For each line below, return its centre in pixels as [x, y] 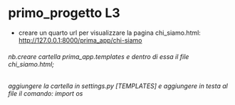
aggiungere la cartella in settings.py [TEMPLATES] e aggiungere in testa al [118, 86]
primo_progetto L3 [64, 13]
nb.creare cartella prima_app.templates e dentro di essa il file [99, 56]
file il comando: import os [46, 94]
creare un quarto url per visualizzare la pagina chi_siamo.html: [110, 33]
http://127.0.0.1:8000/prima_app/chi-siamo [80, 40]
